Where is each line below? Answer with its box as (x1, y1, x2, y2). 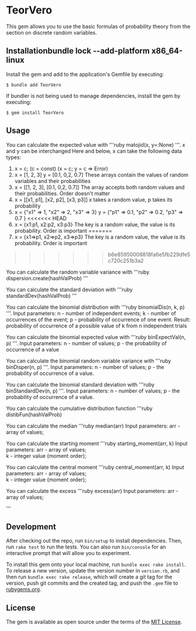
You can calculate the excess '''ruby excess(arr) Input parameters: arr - (6, 487, 178, 494)
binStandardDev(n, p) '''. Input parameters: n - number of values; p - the (6, 387, 180, 394)
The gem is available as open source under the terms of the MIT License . (6, 618, 183, 626)
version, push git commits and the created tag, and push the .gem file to (6, 580, 178, 587)
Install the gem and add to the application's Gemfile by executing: (6, 71, 164, 78)
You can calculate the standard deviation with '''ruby (6, 286, 133, 293)
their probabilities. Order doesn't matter (14, 189, 110, 196)
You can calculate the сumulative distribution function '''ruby (6, 405, 153, 412)
